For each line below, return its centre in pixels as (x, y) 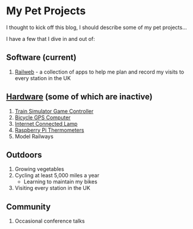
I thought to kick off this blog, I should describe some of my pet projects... (96, 27)
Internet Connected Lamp (46, 123)
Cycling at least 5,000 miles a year (57, 176)
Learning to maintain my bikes (61, 182)
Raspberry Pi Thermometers (49, 130)
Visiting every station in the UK (53, 188)
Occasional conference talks (50, 221)
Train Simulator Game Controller (54, 111)
